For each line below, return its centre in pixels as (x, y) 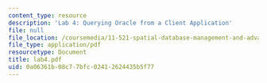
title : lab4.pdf (35, 60)
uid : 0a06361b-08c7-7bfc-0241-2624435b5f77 (81, 67)
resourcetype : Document (48, 52)
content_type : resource (48, 15)
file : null (26, 30)
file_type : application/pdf (55, 45)
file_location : (33, 38)
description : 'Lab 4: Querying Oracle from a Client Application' (120, 23)
